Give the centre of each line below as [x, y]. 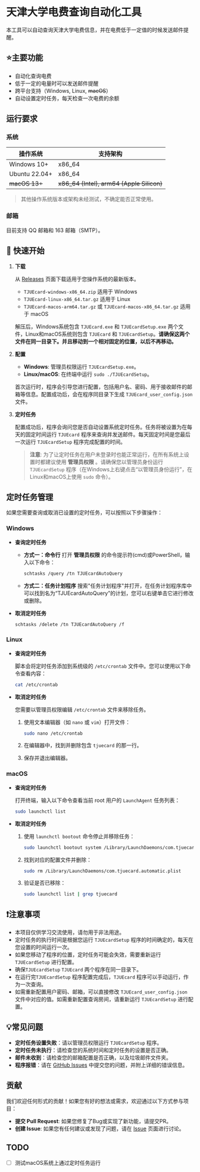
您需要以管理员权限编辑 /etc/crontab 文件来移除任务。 [82, 709]
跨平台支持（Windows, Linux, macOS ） [63, 90]
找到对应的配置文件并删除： [58, 860]
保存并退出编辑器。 [47, 758]
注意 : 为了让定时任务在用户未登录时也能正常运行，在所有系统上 [107, 454]
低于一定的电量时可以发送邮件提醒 [57, 83]
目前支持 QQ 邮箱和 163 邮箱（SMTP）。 [55, 230]
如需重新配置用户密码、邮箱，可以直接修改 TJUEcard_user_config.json [101, 992]
